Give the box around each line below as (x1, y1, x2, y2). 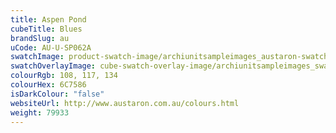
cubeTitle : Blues (10, 24, 83, 34)
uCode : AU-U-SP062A (10, 42, 92, 53)
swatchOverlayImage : (10, 61, 97, 71)
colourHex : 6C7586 (10, 80, 87, 90)
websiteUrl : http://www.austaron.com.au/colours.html (10, 98, 240, 108)
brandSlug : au (10, 33, 70, 43)
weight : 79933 (10, 107, 70, 118)
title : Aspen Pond (10, 14, 87, 25)
